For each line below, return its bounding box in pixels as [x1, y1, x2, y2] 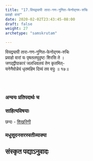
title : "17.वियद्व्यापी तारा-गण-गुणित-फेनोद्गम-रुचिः [5, 7, 88, 13]
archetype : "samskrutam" [5, 31, 57, 36]
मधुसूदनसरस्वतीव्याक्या [5, 132, 47, 139]
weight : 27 [5, 26, 28, 31]
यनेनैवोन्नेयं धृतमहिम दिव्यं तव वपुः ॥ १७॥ [5, 66, 69, 72]
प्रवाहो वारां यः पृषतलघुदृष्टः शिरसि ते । [5, 55, 64, 60]
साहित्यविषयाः [5, 107, 29, 114]
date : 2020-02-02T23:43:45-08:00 [5, 17, 75, 22]
